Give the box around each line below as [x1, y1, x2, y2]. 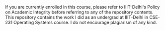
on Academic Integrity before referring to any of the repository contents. [5, 9, 154, 15]
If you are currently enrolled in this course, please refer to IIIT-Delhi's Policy [5, 4, 160, 10]
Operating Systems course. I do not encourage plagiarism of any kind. [13, 19, 158, 25]
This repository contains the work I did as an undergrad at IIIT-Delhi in [5, 15, 148, 20]
